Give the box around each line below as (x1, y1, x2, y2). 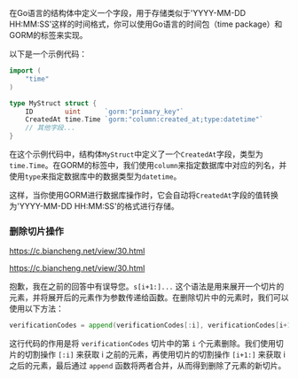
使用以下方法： (9, 304, 64, 314)
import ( (9, 66, 42, 75)
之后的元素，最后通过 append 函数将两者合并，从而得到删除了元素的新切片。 (9, 360, 286, 371)
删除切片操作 (9, 225, 65, 237)
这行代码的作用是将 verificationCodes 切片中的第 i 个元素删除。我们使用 (9, 338, 277, 349)
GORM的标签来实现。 (9, 30, 88, 40)
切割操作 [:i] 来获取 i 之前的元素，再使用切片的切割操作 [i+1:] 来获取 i (24, 349, 286, 360)
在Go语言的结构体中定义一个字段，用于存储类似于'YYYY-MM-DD (9, 8, 247, 18)
